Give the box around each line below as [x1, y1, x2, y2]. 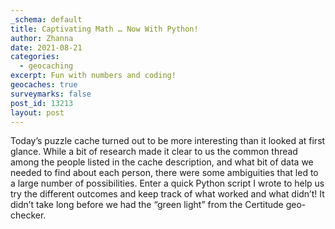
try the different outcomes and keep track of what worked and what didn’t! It [10, 188, 325, 200]
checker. [10, 209, 47, 221]
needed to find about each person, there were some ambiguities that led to [10, 167, 319, 179]
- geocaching [19, 61, 74, 71]
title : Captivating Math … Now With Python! [10, 24, 199, 34]
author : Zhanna [10, 33, 74, 43]
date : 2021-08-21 [10, 42, 83, 53]
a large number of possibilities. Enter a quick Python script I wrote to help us [10, 177, 325, 190]
